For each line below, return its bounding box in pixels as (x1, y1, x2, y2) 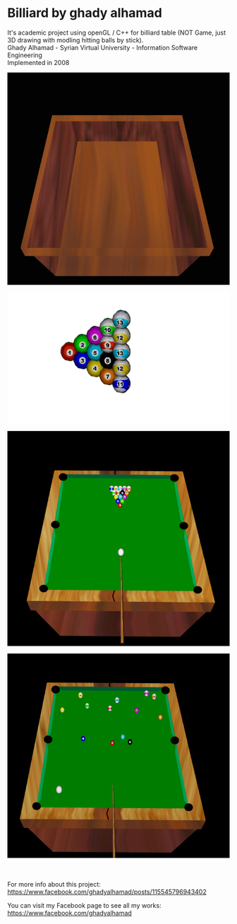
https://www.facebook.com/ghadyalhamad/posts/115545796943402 (7, 888, 207, 896)
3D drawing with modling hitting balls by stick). (7, 35, 144, 44)
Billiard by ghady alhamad (7, 5, 162, 21)
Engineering (7, 51, 42, 59)
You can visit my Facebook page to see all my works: (7, 901, 162, 910)
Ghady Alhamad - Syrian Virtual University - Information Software (7, 43, 198, 52)
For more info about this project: (7, 880, 101, 889)
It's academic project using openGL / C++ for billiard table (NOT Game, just (7, 28, 226, 37)
